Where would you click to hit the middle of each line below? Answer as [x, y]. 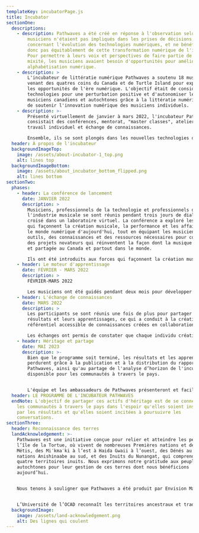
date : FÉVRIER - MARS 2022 [55, 270]
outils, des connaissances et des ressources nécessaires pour [107, 237]
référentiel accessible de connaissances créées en [93, 325]
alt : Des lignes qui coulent [53, 521]
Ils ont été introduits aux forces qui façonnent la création [106, 259]
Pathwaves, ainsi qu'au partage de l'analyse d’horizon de [102, 369]
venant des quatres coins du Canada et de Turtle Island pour [106, 84]
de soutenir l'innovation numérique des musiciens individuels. [108, 105]
